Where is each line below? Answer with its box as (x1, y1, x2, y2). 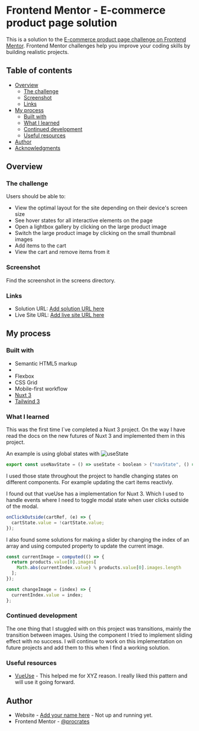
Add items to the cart (14, 242, 66, 249)
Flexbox (14, 372, 34, 380)
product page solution (6, 16, 117, 30)
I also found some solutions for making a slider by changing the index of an (6, 536, 190, 543)
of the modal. (6, 503, 38, 510)
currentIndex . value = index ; (11, 592, 84, 598)
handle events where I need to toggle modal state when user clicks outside (6, 496, 189, 503)
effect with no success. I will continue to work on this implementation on (6, 637, 182, 644)
